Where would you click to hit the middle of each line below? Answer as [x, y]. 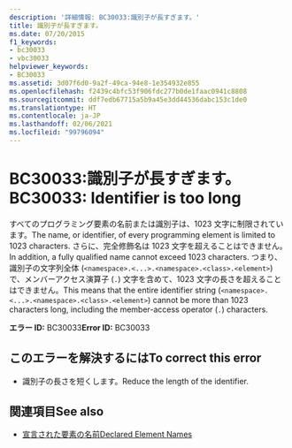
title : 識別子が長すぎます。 [56, 26]
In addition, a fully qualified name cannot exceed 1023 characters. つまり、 [146, 256]
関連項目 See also [57, 412]
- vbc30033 [29, 58]
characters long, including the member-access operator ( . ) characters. [138, 309]
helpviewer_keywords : [49, 67]
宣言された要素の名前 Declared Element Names [107, 435]
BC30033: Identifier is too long [125, 198]
